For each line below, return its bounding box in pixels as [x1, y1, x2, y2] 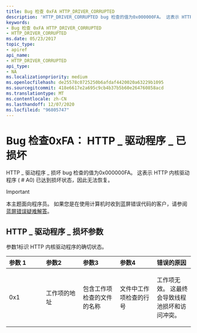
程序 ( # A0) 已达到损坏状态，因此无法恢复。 [6, 177, 113, 184]
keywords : [6, 19, 30, 25]
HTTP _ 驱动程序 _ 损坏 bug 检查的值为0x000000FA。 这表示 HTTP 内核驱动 [6, 169, 190, 176]
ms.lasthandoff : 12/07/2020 [6, 101, 75, 107]
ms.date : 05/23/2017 [6, 36, 57, 42]
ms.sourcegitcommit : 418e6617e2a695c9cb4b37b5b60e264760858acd [6, 85, 164, 91]
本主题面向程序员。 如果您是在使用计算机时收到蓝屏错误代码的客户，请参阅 [6, 200, 188, 207]
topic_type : [6, 42, 35, 48]
